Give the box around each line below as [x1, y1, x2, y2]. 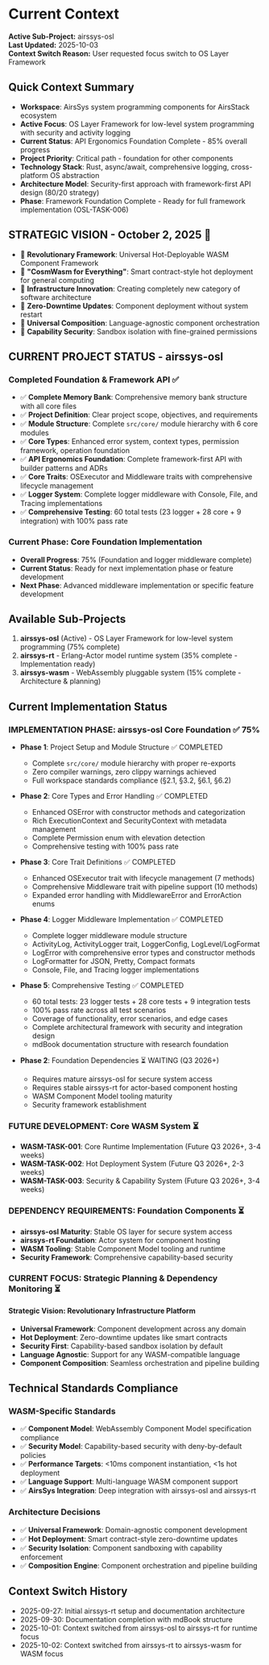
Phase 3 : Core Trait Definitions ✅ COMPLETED [19, 857, 176, 867]
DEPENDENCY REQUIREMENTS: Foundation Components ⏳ [8, 1206, 245, 1217]
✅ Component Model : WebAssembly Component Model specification [19, 1424, 252, 1434]
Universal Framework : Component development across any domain [19, 1323, 247, 1334]
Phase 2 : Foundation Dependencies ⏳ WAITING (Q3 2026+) [19, 1056, 220, 1065]
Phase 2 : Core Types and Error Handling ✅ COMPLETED [19, 791, 208, 801]
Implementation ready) [19, 659, 96, 669]
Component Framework [19, 258, 99, 268]
